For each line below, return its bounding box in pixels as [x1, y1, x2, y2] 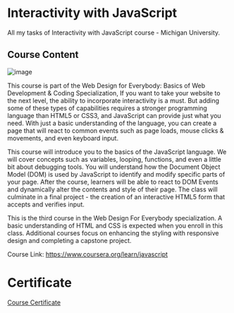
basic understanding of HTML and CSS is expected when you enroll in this [7, 221, 223, 230]
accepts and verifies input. [7, 200, 85, 208]
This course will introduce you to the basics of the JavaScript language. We [7, 147, 227, 156]
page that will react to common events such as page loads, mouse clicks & [7, 126, 224, 135]
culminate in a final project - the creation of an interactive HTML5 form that [7, 192, 226, 201]
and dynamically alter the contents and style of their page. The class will [7, 185, 218, 194]
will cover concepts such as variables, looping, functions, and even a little [7, 155, 222, 163]
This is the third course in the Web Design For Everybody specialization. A [7, 213, 223, 222]
